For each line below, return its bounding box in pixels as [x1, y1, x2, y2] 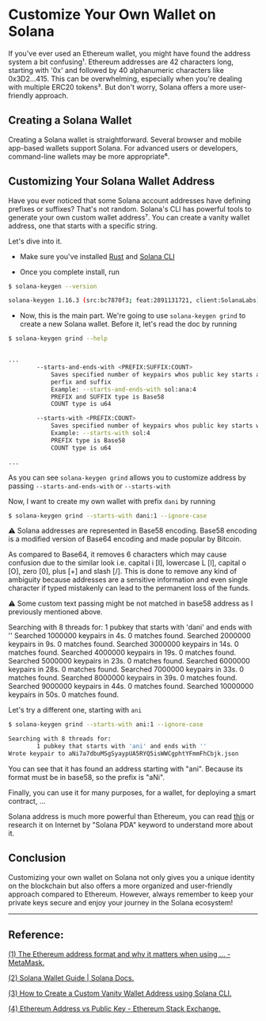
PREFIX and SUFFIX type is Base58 [50, 392, 165, 401]
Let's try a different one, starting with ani [8, 706, 142, 715]
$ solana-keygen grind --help [8, 335, 108, 342]
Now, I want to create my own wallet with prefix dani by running [8, 496, 216, 506]
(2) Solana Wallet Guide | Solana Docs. [8, 973, 135, 982]
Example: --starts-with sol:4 [50, 430, 150, 438]
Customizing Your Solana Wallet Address [8, 174, 215, 188]
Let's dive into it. [8, 236, 63, 246]
